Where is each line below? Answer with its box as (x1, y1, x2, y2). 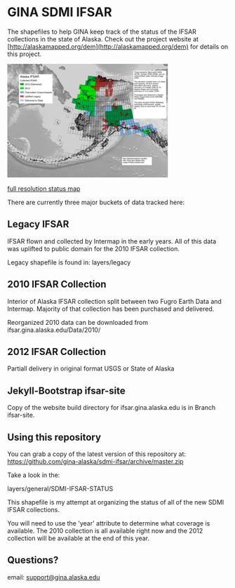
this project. (7, 50, 42, 58)
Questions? (7, 554, 59, 566)
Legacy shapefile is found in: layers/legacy (7, 258, 131, 267)
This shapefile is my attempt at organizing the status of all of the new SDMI (7, 498, 224, 506)
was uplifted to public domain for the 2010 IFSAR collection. (7, 244, 180, 253)
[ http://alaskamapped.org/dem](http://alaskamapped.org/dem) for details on (7, 42, 229, 51)
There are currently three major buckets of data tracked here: (7, 198, 184, 206)
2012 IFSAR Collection (7, 345, 107, 358)
